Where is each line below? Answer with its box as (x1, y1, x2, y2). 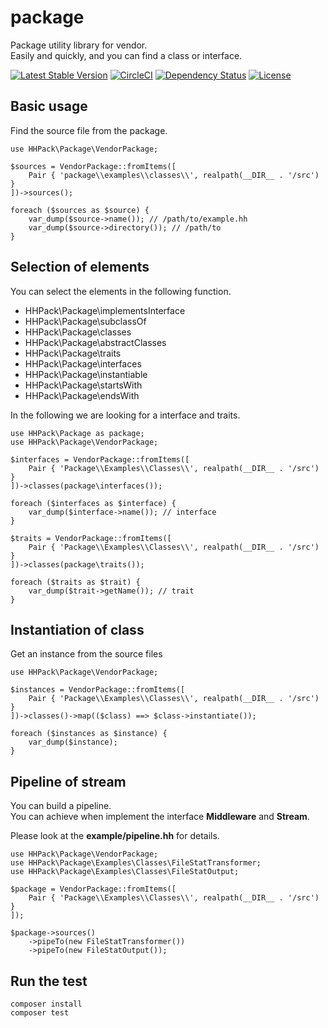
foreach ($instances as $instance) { (10, 729, 168, 739)
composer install (10, 999, 83, 1009)
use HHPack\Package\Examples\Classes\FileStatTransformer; (10, 858, 262, 868)
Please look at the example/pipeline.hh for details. (10, 830, 220, 842)
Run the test (10, 972, 88, 990)
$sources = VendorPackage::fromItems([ (10, 161, 177, 171)
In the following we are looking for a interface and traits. (10, 409, 241, 421)
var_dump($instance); (28, 737, 118, 748)
